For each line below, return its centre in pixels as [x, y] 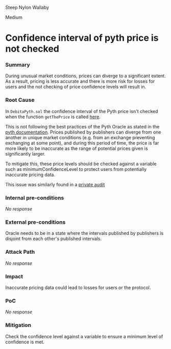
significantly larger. [26, 154]
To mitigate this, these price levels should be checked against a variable [81, 164]
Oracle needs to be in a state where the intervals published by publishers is [84, 233]
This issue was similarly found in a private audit [55, 184]
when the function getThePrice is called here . [53, 117]
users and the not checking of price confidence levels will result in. [76, 87]
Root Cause [20, 100]
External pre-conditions [35, 222]
